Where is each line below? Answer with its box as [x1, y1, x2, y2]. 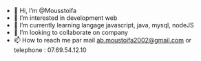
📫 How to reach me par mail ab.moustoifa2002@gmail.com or [13, 36, 191, 44]
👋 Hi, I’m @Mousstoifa [13, 7, 77, 14]
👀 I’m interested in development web [13, 14, 118, 22]
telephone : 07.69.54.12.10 [13, 46, 87, 54]
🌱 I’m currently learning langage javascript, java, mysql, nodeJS [13, 21, 194, 29]
